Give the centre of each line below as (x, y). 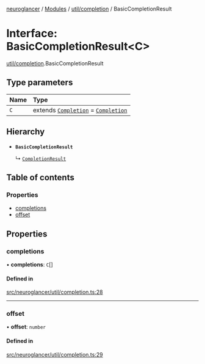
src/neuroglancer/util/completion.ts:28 (55, 292)
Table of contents (40, 177)
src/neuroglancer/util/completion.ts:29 (55, 354)
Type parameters (40, 83)
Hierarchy (26, 132)
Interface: (32, 34)
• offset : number (26, 327)
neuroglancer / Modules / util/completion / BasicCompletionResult (89, 9)
